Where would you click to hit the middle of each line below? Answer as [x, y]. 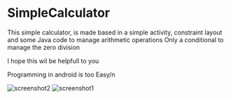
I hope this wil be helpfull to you [53, 60]
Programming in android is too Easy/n [61, 74]
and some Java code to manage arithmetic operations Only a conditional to [115, 39]
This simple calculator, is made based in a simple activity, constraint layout [115, 32]
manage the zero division [44, 47]
